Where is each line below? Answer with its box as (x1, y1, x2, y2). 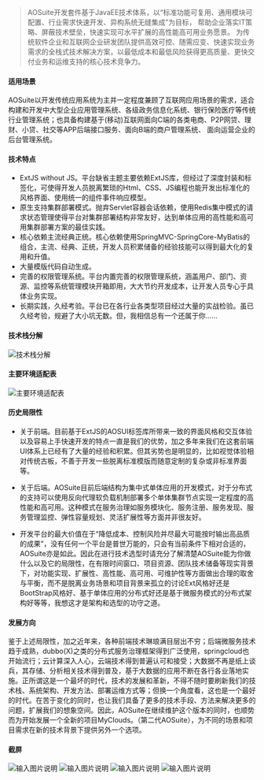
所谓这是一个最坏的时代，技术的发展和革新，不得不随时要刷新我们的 (28, 676, 249, 685)
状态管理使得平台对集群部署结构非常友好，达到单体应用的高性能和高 (26, 213, 247, 222)
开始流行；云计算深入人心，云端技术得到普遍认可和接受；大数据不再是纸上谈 (8, 656, 256, 666)
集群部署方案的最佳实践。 (26, 222, 110, 232)
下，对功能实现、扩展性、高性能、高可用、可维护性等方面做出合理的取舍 (19, 569, 254, 578)
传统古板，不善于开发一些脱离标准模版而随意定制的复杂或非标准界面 (26, 456, 247, 466)
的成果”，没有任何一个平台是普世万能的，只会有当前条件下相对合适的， (19, 539, 250, 548)
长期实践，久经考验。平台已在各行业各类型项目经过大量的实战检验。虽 (19, 301, 247, 310)
